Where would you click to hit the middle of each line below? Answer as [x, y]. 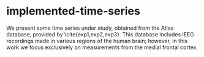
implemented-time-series [74, 11]
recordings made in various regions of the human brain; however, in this [97, 41]
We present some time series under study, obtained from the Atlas [90, 28]
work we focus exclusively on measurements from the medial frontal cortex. [102, 47]
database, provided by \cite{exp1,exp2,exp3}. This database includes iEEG [100, 34]
